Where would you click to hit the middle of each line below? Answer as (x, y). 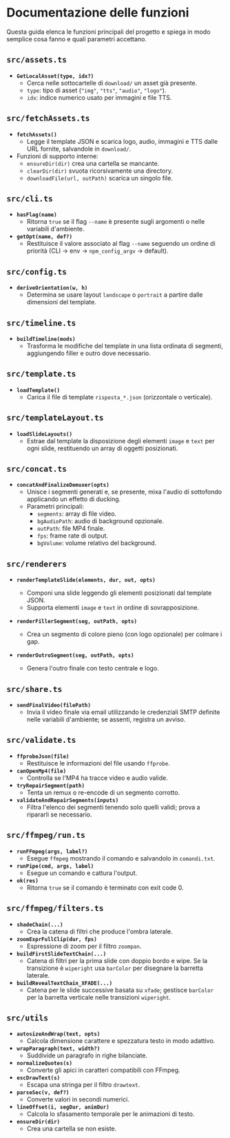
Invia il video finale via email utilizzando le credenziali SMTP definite (123, 712)
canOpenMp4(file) (41, 771)
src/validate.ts (41, 740)
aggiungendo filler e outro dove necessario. (88, 353)
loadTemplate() (38, 390)
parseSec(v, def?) (43, 1093)
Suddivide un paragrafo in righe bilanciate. (87, 1055)
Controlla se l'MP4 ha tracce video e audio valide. (97, 778)
